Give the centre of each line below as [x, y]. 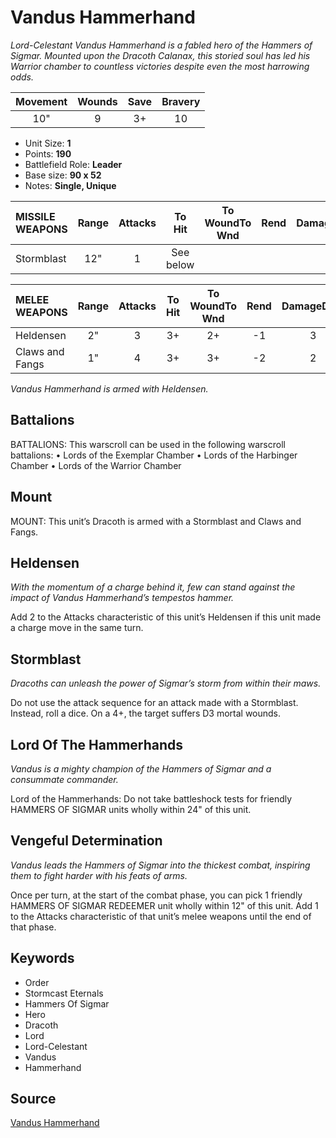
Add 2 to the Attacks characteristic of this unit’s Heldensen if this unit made [166, 617]
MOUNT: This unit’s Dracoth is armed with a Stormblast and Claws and [156, 521]
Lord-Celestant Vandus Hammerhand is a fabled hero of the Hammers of [161, 45]
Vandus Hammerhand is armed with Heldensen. [109, 388]
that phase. [33, 927]
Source [33, 1099]
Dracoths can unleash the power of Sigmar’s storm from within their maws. [166, 683]
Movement [41, 101]
